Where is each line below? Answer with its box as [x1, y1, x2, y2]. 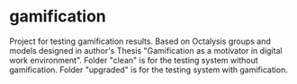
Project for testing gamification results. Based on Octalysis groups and [9, 36, 272, 46]
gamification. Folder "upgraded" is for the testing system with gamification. [9, 64, 288, 75]
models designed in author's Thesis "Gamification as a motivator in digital [9, 45, 283, 55]
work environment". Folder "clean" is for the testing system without [9, 55, 258, 65]
